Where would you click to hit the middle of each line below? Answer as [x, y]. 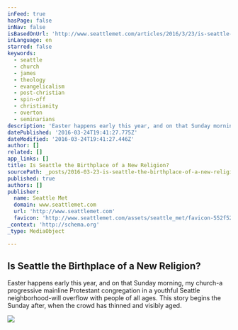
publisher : [23, 192]
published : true [31, 178]
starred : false [30, 47]
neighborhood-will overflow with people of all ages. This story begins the [114, 298]
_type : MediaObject [36, 231]
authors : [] [25, 185]
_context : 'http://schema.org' [53, 224]
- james [25, 73]
